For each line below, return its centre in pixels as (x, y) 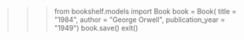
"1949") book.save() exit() (96, 28)
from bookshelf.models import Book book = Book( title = (145, 11)
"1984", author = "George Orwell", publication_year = (140, 20)
